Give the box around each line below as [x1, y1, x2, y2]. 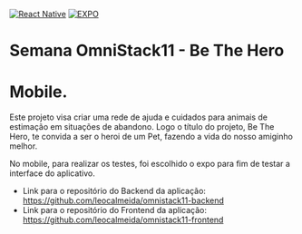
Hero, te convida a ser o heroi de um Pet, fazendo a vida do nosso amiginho [9, 132, 293, 142]
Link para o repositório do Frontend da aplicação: [22, 205, 207, 216]
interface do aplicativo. [9, 168, 95, 179]
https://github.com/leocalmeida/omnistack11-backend [22, 195, 225, 206]
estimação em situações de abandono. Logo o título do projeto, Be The [9, 122, 275, 132]
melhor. [9, 141, 38, 151]
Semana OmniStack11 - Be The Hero [9, 41, 285, 61]
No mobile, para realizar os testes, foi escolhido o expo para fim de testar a [9, 159, 290, 170]
